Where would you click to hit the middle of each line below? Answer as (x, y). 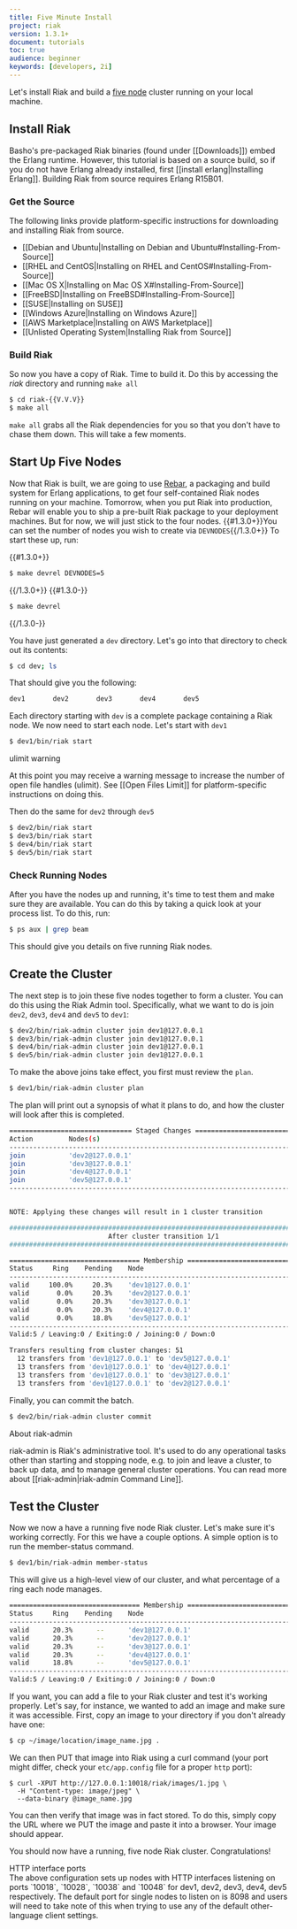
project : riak (35, 26)
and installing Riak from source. (67, 230)
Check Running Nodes (58, 875)
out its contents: (38, 649)
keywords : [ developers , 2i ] (61, 67)
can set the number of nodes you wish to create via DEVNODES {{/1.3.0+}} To (145, 530)
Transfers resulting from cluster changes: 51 (96, 1350)
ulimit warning (35, 758)
